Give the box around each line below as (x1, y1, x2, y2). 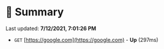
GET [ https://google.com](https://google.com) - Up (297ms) (14, 36, 159, 43)
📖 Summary (5, 5, 64, 19)
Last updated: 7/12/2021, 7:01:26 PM (5, 25, 97, 32)
